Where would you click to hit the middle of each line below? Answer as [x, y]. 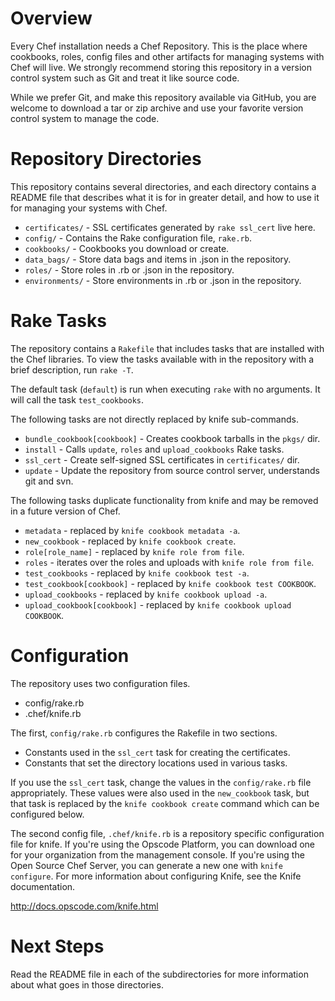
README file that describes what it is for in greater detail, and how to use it [165, 197]
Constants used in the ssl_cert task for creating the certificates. [157, 752]
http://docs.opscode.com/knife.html [84, 906]
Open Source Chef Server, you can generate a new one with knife [146, 865]
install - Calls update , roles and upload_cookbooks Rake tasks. [154, 449]
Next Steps [57, 946]
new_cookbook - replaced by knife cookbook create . [130, 541]
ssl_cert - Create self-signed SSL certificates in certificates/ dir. [162, 459]
